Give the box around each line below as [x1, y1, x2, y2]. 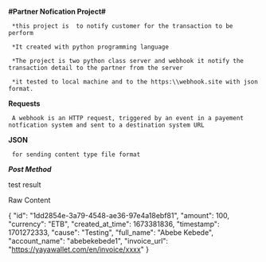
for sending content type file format [11, 151, 141, 158]
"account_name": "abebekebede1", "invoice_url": [8, 237, 169, 245]
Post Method [8, 165, 52, 174]
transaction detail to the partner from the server [8, 64, 183, 72]
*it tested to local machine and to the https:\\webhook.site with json [11, 78, 259, 86]
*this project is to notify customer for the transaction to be [11, 22, 233, 30]
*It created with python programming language [11, 43, 170, 51]
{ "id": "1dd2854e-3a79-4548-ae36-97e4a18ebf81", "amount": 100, [8, 211, 229, 220]
